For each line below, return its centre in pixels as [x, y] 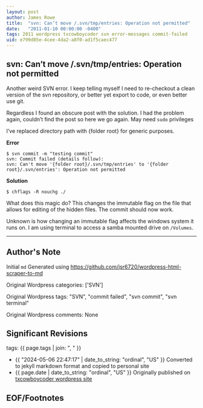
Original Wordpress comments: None [52, 314]
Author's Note [34, 252]
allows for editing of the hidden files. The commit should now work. [90, 209]
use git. [16, 101]
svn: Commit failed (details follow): [55, 159]
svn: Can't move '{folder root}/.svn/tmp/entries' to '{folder [88, 164]
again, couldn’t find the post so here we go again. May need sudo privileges [100, 119]
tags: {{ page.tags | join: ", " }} [44, 348]
